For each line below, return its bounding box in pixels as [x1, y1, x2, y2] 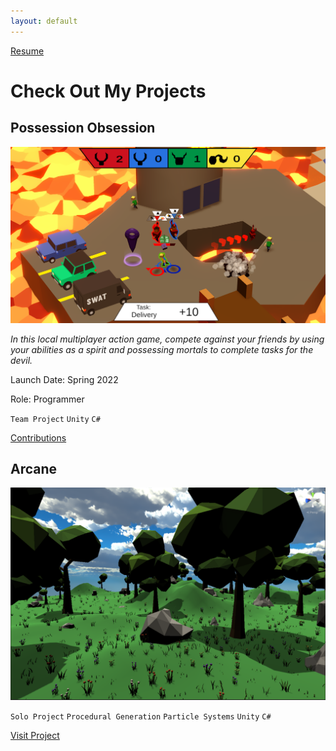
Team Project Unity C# [10, 414, 101, 424]
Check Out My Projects [10, 80, 207, 102]
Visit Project [10, 730, 60, 742]
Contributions [10, 431, 67, 444]
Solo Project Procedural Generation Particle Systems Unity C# [10, 712, 272, 722]
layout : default [10, 16, 78, 26]
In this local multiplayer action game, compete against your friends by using [10, 333, 325, 345]
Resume [10, 45, 45, 57]
